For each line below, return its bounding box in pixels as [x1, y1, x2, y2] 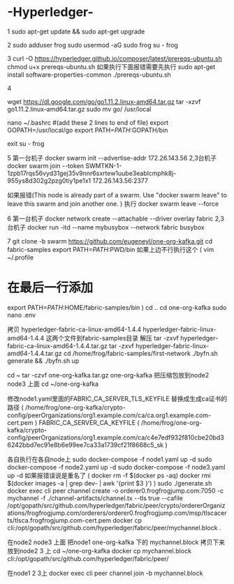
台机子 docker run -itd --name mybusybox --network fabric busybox [7, 223, 205, 231]
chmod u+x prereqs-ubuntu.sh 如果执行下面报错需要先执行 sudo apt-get [7, 62, 215, 70]
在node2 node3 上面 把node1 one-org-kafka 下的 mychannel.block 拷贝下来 [7, 538, 226, 546]
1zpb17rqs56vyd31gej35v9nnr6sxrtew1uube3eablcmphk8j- [7, 169, 177, 177]
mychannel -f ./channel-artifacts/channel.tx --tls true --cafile [7, 493, 183, 502]
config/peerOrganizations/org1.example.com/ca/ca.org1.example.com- [7, 411, 212, 419]
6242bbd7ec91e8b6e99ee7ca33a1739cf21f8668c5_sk [7, 440, 164, 449]
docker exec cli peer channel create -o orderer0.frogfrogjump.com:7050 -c [7, 486, 224, 495]
